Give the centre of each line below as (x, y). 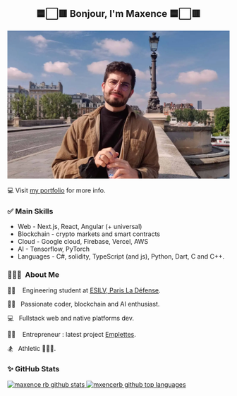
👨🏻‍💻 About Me (34, 275)
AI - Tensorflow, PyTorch (54, 249)
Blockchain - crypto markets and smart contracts (89, 234)
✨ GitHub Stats (34, 369)
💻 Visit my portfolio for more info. (56, 190)
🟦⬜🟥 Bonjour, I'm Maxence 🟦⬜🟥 (119, 14)
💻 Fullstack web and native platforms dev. (71, 318)
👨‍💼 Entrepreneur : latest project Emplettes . (72, 334)
